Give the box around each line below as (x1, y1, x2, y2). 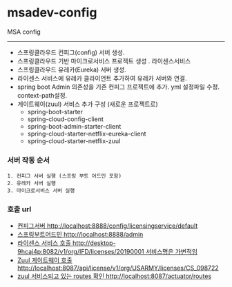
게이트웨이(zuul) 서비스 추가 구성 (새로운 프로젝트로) (17, 100, 159, 108)
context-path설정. (17, 91, 68, 99)
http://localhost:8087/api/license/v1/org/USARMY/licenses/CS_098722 (17, 264, 219, 272)
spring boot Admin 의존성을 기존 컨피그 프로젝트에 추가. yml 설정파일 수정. (17, 83, 220, 91)
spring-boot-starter (27, 107, 84, 116)
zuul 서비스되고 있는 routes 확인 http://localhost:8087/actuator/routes (17, 272, 212, 280)
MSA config (7, 28, 41, 36)
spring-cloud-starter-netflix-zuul (27, 136, 121, 145)
